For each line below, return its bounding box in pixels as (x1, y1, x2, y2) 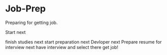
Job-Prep (5, 3, 46, 14)
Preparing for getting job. (5, 19, 58, 25)
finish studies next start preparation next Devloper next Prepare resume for (5, 38, 162, 45)
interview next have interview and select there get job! (5, 44, 118, 50)
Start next (5, 29, 26, 35)
